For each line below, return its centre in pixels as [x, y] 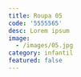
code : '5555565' [35, 23]
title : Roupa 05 [35, 16]
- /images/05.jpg [45, 46]
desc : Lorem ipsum [39, 30]
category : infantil [41, 53]
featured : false [35, 61]
